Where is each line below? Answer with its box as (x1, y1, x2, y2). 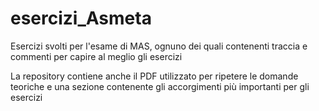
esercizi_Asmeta (10, 7, 152, 30)
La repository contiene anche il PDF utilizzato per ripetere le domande (10, 70, 299, 82)
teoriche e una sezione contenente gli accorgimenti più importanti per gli (10, 80, 310, 92)
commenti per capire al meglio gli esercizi (10, 50, 183, 62)
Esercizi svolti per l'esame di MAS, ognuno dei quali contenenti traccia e (10, 40, 308, 52)
